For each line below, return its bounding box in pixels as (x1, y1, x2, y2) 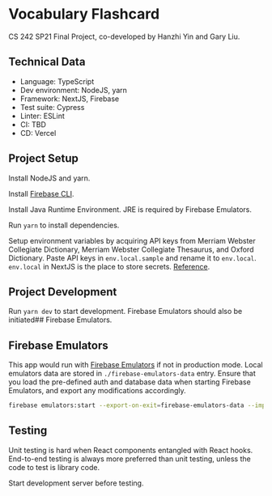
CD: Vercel (19, 128, 57, 138)
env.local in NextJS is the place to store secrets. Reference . (8, 261, 210, 271)
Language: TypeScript (19, 76, 95, 86)
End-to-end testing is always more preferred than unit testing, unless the (8, 454, 251, 464)
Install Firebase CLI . (8, 189, 74, 198)
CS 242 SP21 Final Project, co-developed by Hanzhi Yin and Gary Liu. (8, 32, 240, 41)
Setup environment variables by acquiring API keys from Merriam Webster (8, 235, 257, 245)
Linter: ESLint (19, 111, 65, 121)
